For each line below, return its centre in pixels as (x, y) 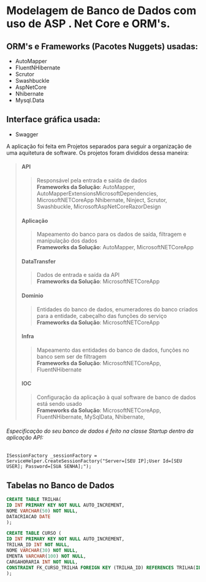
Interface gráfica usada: (54, 119)
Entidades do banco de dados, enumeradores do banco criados (117, 309)
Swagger (27, 134)
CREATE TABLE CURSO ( (34, 533)
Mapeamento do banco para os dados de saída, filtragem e (112, 235)
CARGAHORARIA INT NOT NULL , (42, 562)
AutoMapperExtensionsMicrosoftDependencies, (97, 193)
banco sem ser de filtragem (71, 356)
